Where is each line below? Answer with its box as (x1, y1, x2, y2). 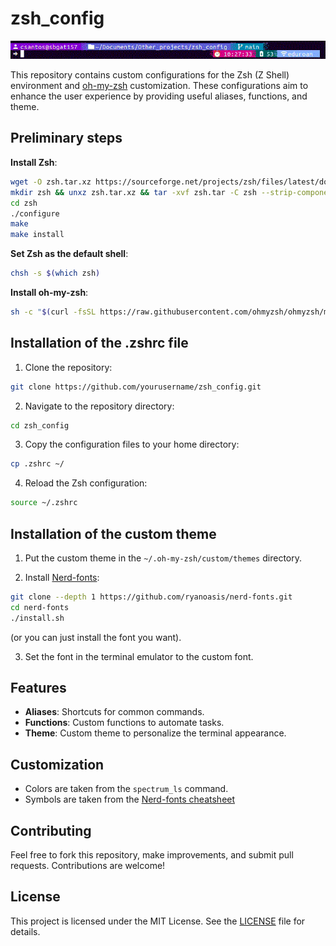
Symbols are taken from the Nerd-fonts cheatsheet (24, 793, 236, 806)
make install (10, 230, 65, 240)
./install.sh (10, 613, 65, 623)
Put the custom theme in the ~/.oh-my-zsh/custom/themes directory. (24, 552, 302, 564)
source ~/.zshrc (10, 498, 78, 508)
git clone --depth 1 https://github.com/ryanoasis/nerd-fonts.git (10, 592, 293, 602)
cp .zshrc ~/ (10, 459, 65, 469)
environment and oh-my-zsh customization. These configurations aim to (10, 80, 309, 92)
